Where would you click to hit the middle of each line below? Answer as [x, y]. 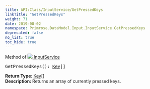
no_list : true [20, 38]
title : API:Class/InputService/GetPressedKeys [54, 10]
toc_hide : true [21, 42]
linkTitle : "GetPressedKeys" [35, 14]
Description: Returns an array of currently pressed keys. [63, 81]
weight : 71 [16, 19]
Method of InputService [33, 57]
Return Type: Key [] [25, 76]
